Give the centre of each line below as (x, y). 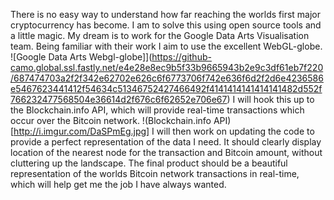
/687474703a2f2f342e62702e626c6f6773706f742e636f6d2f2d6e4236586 (167, 78)
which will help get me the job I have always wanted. (118, 184)
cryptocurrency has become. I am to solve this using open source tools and (166, 25)
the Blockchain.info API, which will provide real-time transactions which (157, 110)
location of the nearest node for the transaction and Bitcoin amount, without (166, 152)
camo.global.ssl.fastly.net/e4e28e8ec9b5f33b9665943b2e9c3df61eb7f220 (167, 67)
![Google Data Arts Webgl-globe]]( (81, 57)
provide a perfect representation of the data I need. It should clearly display (166, 142)
